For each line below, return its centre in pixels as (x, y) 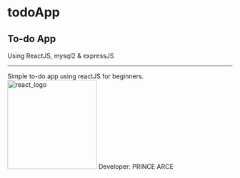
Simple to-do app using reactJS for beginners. (76, 76)
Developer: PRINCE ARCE (136, 167)
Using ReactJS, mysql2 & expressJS (61, 56)
